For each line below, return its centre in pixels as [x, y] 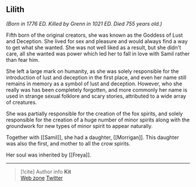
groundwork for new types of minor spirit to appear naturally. [79, 126]
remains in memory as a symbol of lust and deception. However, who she [94, 84]
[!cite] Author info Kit [46, 171]
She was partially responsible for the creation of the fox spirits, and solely [94, 113]
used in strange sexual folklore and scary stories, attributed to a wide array [96, 96]
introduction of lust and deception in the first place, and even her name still [96, 77]
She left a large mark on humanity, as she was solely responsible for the [92, 71]
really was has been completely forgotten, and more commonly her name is [97, 89]
